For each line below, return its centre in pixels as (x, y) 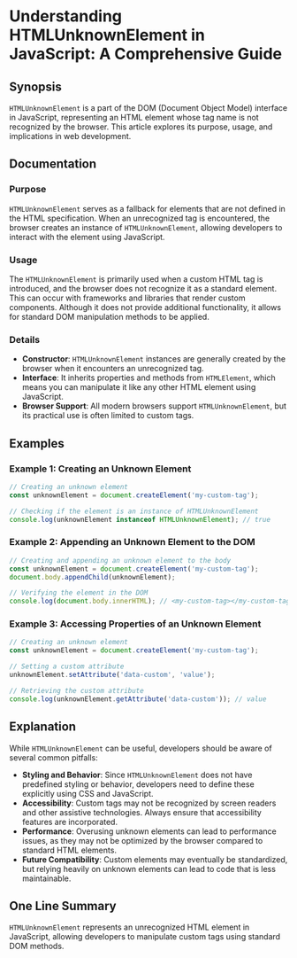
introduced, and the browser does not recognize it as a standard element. (143, 288)
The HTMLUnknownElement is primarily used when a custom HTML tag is (136, 279)
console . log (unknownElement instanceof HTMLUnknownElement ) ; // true (140, 519)
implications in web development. (70, 136)
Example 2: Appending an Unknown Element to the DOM (132, 542)
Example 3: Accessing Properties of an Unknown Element (135, 624)
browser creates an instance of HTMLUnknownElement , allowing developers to (146, 227)
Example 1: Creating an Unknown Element (100, 469)
